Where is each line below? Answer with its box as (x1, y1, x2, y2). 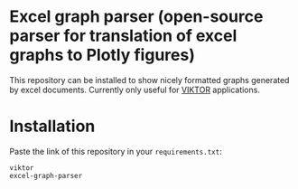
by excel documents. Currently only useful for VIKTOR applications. (9, 84, 260, 95)
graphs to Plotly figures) (9, 45, 196, 65)
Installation (9, 116, 96, 137)
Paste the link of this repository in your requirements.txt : (9, 146, 223, 156)
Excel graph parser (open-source (9, 6, 264, 27)
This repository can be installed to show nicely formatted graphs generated (9, 74, 290, 85)
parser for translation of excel (9, 25, 237, 46)
